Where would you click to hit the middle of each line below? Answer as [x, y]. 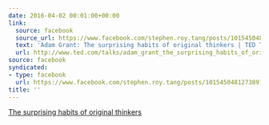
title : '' [25, 90]
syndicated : [28, 68]
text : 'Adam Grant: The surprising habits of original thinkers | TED [136, 45]
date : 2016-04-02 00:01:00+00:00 [64, 16]
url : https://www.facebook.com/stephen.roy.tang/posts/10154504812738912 [141, 82]
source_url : [36, 38]
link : [17, 23]
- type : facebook [37, 75]
